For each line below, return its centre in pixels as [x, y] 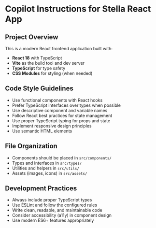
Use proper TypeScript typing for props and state [61, 121]
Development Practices [41, 189]
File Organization [31, 146]
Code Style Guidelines [39, 89]
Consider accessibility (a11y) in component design [62, 215]
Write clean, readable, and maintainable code [57, 210]
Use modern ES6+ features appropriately [53, 220]
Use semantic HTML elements [42, 131]
